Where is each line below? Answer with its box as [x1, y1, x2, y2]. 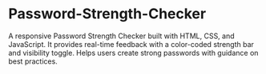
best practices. [8, 56, 58, 66]
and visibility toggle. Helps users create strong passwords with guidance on [8, 48, 259, 57]
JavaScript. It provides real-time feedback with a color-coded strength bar [8, 39, 255, 49]
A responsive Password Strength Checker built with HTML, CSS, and [8, 31, 235, 41]
